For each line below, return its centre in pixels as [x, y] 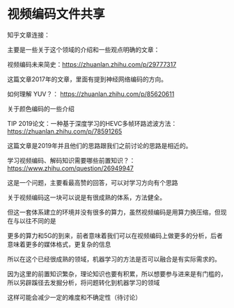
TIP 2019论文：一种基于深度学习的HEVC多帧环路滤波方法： [92, 123]
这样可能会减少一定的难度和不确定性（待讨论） [74, 297]
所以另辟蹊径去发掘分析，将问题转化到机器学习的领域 [84, 282]
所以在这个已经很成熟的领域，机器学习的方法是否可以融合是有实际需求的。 [114, 259]
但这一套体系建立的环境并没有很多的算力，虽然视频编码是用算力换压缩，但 [114, 212]
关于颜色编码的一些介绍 [41, 108]
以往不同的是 [38, 220]
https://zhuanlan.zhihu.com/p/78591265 [65, 131]
